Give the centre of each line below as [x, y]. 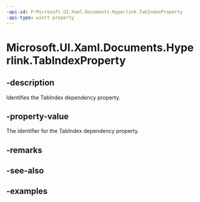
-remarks [24, 150]
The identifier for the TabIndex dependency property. [73, 131]
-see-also [25, 171]
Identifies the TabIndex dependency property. [63, 97]
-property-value [38, 116]
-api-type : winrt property [40, 18]
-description [30, 83]
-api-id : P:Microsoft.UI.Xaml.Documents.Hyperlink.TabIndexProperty [95, 12]
